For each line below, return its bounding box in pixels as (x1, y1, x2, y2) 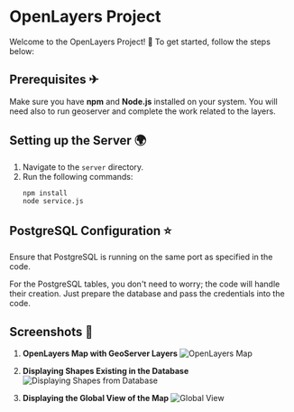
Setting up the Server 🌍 (9, 133, 147, 148)
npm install (22, 188, 68, 198)
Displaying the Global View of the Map (22, 392, 170, 403)
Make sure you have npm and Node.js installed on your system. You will (9, 96, 278, 107)
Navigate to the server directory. (22, 161, 144, 173)
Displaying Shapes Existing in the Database (22, 365, 189, 376)
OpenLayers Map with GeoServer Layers (22, 348, 179, 359)
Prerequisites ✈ (9, 72, 99, 88)
